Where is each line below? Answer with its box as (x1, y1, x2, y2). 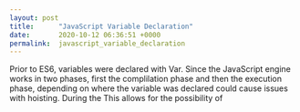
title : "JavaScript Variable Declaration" (9, 22, 194, 31)
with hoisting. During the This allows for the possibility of (9, 93, 223, 104)
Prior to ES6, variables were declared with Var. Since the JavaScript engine (9, 64, 292, 75)
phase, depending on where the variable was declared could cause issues (9, 83, 289, 94)
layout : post (9, 13, 59, 23)
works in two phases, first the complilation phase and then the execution (9, 74, 283, 85)
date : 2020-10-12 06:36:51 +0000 (9, 30, 161, 39)
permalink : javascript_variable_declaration (9, 38, 185, 48)
